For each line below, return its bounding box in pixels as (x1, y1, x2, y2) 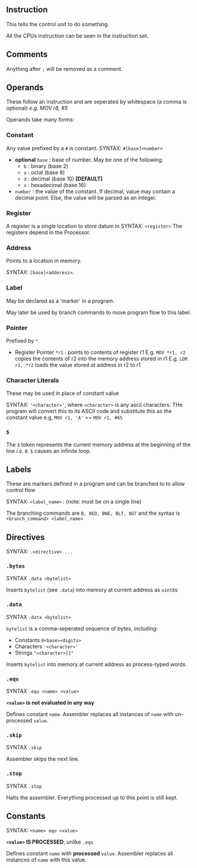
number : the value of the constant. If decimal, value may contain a (14, 188, 176, 195)
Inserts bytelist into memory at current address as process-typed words (6, 661, 186, 668)
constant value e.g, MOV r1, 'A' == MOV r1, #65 (6, 414, 123, 421)
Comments (6, 49, 48, 60)
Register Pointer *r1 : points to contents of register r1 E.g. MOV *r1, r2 (14, 349, 186, 356)
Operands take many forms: (6, 116, 75, 123)
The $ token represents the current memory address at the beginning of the (6, 441, 191, 448)
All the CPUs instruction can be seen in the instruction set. (6, 32, 149, 39)
